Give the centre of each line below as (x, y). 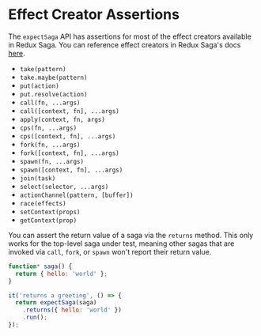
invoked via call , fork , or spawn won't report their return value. (110, 251)
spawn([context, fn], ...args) (71, 170)
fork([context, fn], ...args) (70, 153)
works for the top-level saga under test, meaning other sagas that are (121, 244)
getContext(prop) (48, 220)
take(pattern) (43, 69)
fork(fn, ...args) (50, 145)
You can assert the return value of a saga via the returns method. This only (131, 235)
